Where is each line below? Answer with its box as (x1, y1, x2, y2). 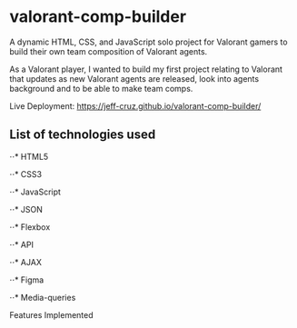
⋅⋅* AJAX (9, 256, 43, 267)
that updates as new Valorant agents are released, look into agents (9, 73, 260, 84)
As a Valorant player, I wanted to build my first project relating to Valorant (9, 64, 283, 75)
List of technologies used (9, 127, 156, 143)
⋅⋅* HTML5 (9, 151, 49, 162)
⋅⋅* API (9, 239, 35, 250)
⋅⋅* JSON (9, 204, 44, 214)
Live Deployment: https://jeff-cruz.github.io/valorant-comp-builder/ (9, 100, 262, 111)
